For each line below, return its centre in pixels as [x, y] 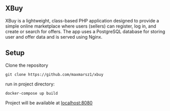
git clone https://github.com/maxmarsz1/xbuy [54, 74]
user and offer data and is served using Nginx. [54, 37]
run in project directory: [30, 84]
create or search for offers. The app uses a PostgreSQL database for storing [85, 31]
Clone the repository [27, 65]
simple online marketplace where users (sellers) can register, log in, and [81, 26]
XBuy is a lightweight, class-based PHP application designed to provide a [82, 20]
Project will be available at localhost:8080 [49, 103]
